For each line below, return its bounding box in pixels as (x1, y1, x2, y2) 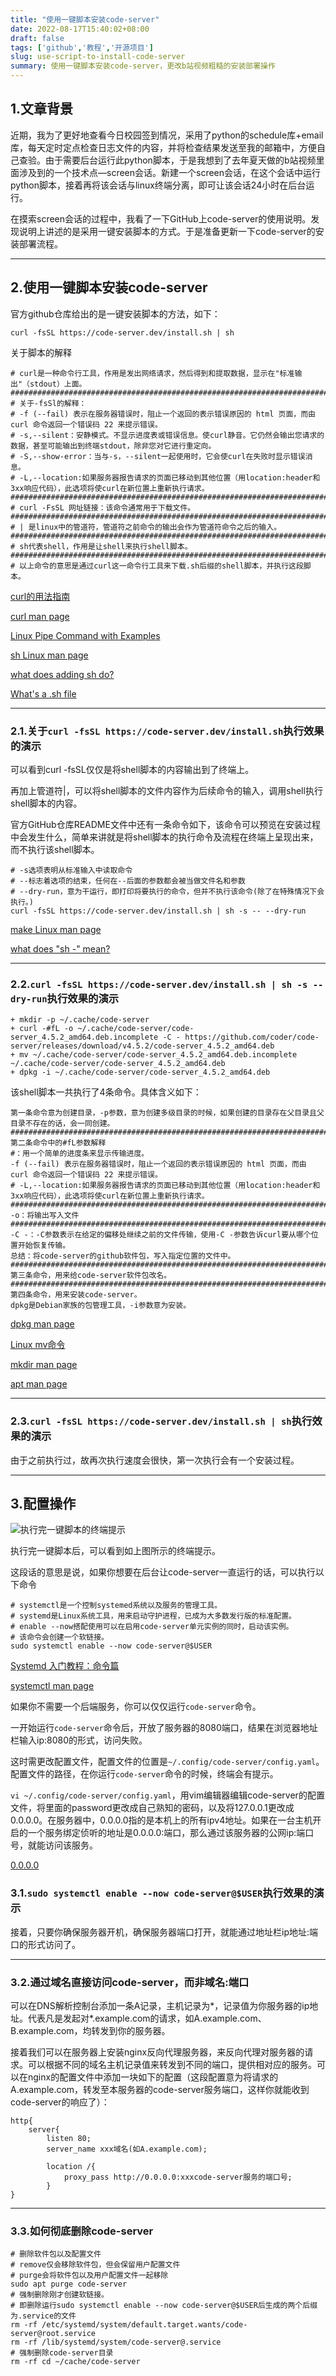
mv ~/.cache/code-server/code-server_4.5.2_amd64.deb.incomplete (19, 1050, 298, 1060)
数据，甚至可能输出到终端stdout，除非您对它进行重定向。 (10, 441, 217, 451)
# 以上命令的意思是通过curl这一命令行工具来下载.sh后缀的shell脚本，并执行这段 (10, 561, 304, 571)
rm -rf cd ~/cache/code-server (10, 2357, 141, 2367)
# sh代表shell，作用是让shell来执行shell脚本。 (10, 541, 193, 551)
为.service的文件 (10, 2311, 77, 2321)
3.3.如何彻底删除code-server (10, 2224, 154, 2238)
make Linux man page (10, 923, 102, 935)
